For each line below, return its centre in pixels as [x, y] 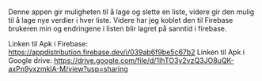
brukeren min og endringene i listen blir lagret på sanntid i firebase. [118, 29]
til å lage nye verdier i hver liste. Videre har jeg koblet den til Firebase [121, 20]
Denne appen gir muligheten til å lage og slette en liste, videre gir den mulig [131, 12]
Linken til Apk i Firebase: [48, 44]
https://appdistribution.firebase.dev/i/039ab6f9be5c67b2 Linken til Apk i [127, 52]
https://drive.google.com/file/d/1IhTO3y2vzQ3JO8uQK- [144, 61]
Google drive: [30, 61]
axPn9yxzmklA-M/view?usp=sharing [68, 69]
